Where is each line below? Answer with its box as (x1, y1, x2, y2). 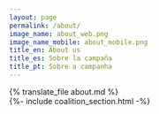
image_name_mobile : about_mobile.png (9, 37, 148, 47)
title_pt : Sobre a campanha (9, 63, 113, 72)
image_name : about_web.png (9, 29, 109, 38)
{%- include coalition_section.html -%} (9, 95, 151, 106)
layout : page (9, 12, 57, 22)
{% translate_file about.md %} (9, 86, 119, 97)
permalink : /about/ (9, 21, 81, 30)
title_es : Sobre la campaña (9, 54, 113, 63)
